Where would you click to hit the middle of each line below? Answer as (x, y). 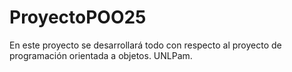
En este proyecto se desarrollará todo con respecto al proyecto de (145, 45)
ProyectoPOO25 (78, 17)
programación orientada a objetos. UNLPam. (101, 55)
